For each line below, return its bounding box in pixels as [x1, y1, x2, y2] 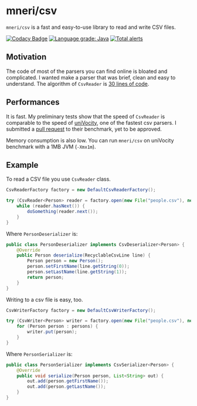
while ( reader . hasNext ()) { [16, 203, 85, 209]
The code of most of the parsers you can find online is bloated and [6, 68, 168, 75]
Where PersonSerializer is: [6, 350, 73, 357]
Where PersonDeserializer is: [6, 230, 78, 237]
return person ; [27, 274, 64, 280]
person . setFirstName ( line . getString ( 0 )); [27, 264, 130, 269]
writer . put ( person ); [27, 329, 77, 335]
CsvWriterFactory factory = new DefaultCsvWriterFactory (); [6, 307, 157, 313]
